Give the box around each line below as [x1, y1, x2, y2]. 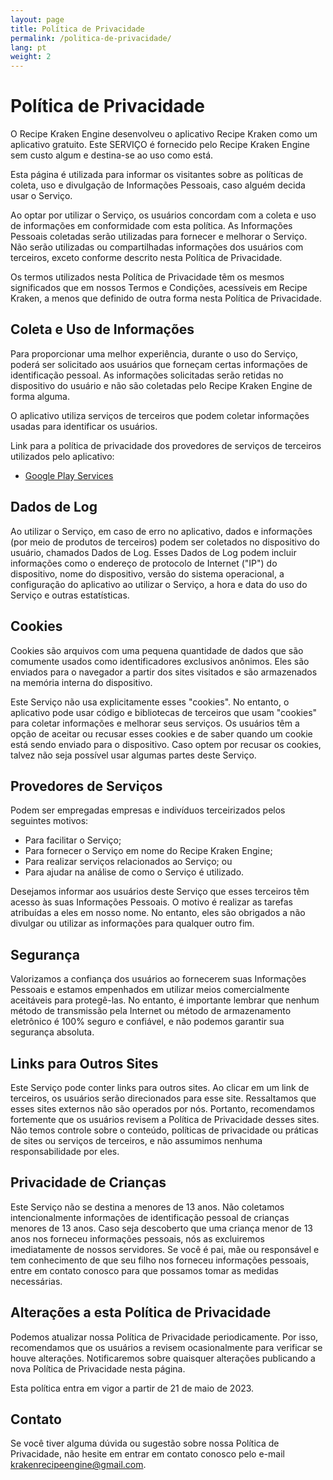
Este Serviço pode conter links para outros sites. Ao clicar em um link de [10, 1081, 310, 1093]
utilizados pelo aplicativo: [10, 450, 115, 462]
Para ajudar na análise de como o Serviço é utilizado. [24, 866, 245, 878]
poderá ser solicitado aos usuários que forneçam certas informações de [10, 358, 308, 370]
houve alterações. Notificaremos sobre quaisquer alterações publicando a [10, 1352, 316, 1364]
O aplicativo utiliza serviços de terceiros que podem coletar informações [10, 409, 310, 421]
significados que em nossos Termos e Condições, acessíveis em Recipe [10, 282, 308, 294]
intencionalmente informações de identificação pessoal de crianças [10, 1211, 290, 1223]
